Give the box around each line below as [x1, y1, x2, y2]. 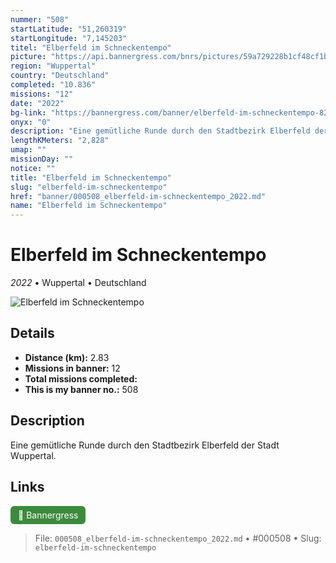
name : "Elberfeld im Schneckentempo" [10, 201, 168, 211]
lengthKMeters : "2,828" [10, 136, 110, 146]
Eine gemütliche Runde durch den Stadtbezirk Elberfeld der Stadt [10, 439, 280, 451]
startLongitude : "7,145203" [10, 33, 128, 43]
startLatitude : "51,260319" [10, 24, 128, 34]
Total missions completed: [24, 372, 138, 385]
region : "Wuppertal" [10, 61, 97, 71]
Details [10, 325, 55, 342]
